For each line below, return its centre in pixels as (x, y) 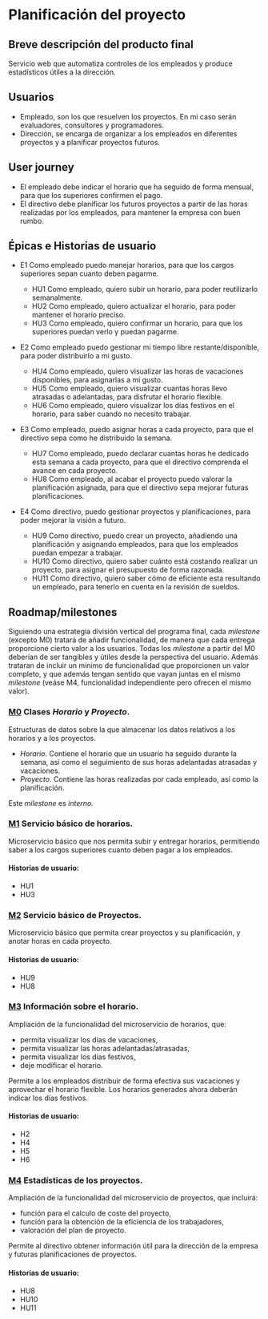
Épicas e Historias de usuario (82, 246)
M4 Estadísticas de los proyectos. (76, 1180)
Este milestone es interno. (51, 803)
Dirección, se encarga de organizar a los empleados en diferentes (128, 133)
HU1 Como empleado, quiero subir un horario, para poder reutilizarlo (145, 289)
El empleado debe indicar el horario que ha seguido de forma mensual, (137, 187)
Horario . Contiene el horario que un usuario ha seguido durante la (128, 753)
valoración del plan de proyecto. (73, 1230)
